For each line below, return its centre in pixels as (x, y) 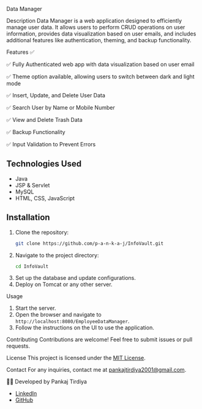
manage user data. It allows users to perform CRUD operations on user (96, 27)
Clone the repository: (42, 232)
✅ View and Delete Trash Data (44, 120)
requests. (18, 346)
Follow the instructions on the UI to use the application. (84, 328)
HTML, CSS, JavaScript (45, 198)
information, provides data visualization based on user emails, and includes (101, 34)
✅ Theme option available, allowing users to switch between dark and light (100, 77)
